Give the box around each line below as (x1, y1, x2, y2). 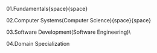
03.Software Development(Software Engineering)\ (6, 28, 131, 36)
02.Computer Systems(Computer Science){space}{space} (6, 17, 152, 23)
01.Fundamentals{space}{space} (6, 5, 88, 12)
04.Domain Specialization (6, 40, 70, 47)
